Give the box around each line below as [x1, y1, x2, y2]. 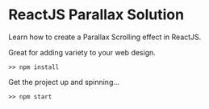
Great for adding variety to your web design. [8, 47, 156, 57]
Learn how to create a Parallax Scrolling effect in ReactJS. [8, 32, 202, 42]
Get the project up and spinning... [8, 77, 119, 87]
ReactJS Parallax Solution [8, 6, 184, 24]
